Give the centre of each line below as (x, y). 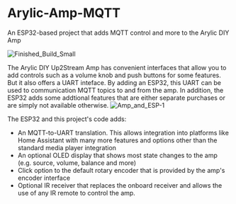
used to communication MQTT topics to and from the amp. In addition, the (116, 90)
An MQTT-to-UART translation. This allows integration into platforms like (123, 132)
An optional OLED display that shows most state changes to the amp (118, 155)
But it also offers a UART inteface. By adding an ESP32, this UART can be (114, 82)
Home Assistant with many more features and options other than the (117, 140)
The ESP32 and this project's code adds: (67, 119)
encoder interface (44, 178)
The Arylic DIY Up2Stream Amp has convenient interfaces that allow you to (117, 67)
